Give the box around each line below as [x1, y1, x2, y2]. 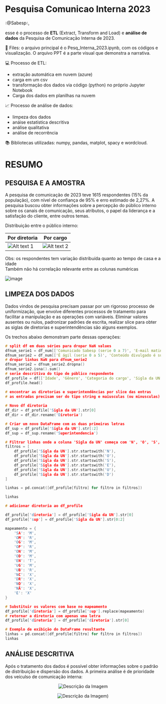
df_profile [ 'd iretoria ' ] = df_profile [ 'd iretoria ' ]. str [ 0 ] [5, 618, 129, 623]
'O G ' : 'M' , [14, 540, 37, 545]
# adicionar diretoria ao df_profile [5, 503, 83, 508]
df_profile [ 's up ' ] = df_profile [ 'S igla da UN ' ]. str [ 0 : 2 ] [5, 517, 125, 522]
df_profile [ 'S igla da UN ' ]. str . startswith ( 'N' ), [14, 449, 116, 454]
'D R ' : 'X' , [14, 577, 37, 582]
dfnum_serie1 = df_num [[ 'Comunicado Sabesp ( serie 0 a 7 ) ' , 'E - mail [5, 348, 149, 353]
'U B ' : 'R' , [14, 567, 37, 572]
